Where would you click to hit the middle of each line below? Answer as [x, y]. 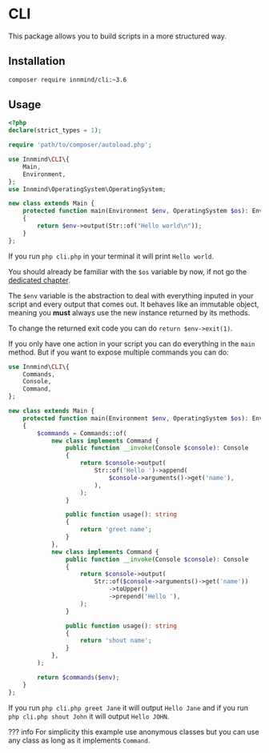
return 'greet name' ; [116, 530]
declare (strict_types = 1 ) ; [55, 130]
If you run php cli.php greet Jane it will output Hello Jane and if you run [128, 707]
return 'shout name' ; [116, 641]
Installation [37, 61]
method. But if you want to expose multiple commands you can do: [119, 352]
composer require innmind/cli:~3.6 [68, 80]
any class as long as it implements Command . [79, 740]
